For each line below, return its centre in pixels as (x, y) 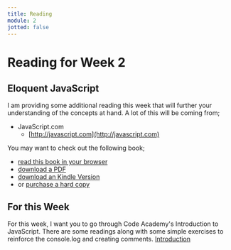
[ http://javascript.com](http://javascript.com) (94, 134)
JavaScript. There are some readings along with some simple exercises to (116, 232)
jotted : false (28, 27)
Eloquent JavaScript (53, 88)
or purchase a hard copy (54, 185)
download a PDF (42, 169)
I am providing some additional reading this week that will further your (110, 105)
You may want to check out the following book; (76, 148)
